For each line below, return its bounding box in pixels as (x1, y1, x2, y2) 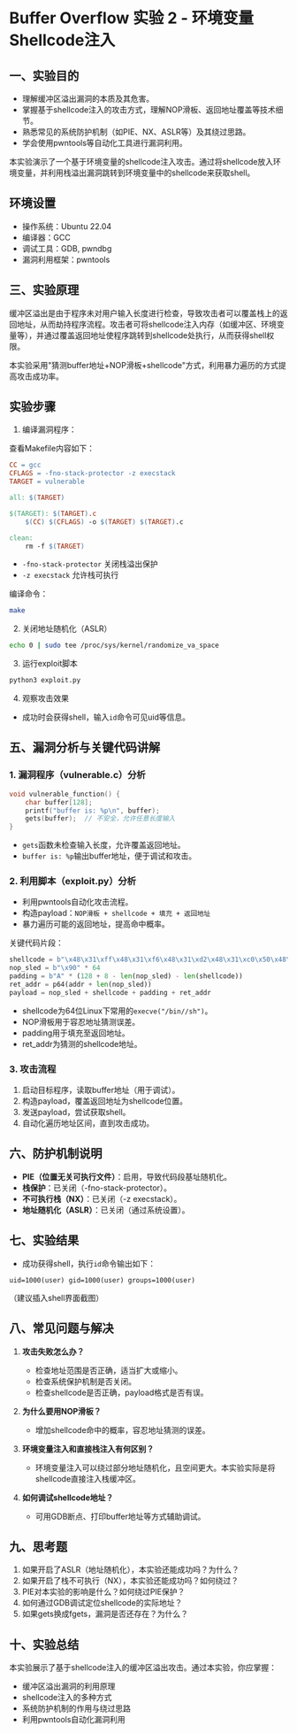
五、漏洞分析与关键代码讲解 (9, 740, 161, 755)
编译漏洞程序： (21, 424, 77, 435)
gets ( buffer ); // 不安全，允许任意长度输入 (25, 814, 176, 823)
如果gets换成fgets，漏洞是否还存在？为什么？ (21, 1608, 188, 1620)
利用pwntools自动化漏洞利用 (21, 1714, 126, 1725)
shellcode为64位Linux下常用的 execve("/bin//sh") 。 (21, 1005, 213, 1016)
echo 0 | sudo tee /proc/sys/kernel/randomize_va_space (9, 641, 219, 651)
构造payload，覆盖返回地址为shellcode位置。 (21, 1096, 188, 1106)
